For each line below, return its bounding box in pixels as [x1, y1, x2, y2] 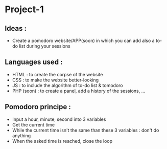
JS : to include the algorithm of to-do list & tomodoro [12, 82, 123, 88]
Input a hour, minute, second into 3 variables [12, 116, 106, 122]
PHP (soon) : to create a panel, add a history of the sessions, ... [12, 88, 146, 94]
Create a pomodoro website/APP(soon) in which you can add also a [12, 37, 155, 44]
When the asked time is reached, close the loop [12, 138, 113, 144]
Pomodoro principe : [5, 102, 71, 111]
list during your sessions [19, 43, 71, 49]
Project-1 [5, 4, 44, 15]
